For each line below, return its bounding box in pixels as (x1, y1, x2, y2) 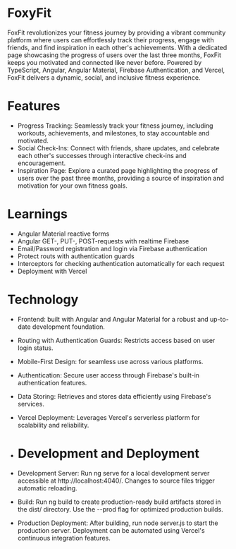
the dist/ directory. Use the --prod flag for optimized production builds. (17, 505, 223, 513)
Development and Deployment (17, 445, 199, 461)
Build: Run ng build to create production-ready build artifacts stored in (17, 497, 221, 506)
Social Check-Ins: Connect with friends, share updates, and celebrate (17, 143, 220, 152)
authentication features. (17, 378, 87, 387)
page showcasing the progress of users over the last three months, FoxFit (7, 51, 222, 59)
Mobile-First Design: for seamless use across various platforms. (17, 357, 204, 366)
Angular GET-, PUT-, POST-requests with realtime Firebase (17, 236, 190, 245)
